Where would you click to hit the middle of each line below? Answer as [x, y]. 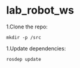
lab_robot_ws [40, 10]
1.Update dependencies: [36, 48]
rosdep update [24, 59]
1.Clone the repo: [27, 27]
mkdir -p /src [24, 37]
